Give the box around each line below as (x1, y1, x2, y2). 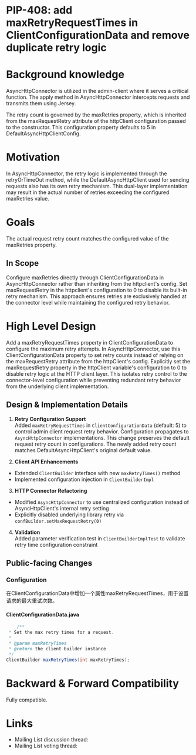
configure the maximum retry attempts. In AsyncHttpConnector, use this (6, 345, 181, 352)
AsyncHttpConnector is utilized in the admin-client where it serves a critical (6, 88, 189, 95)
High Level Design (6, 320, 96, 333)
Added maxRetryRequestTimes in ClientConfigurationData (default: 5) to (14, 422, 187, 429)
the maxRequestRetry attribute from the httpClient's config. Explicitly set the (6, 358, 191, 365)
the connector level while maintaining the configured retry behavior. (6, 299, 170, 306)
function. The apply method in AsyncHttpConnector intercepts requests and (6, 93, 190, 101)
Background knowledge (6, 68, 125, 81)
